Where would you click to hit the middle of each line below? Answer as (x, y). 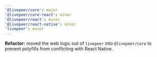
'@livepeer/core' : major (31, 10)
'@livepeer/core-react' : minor (38, 15)
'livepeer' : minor (24, 29)
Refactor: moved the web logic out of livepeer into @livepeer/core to (78, 43)
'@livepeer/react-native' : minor (41, 24)
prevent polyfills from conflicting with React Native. (59, 49)
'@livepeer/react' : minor (32, 19)
